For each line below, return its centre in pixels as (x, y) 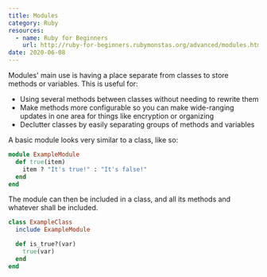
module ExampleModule (44, 154)
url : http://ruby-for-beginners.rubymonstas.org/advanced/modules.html (143, 45)
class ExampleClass (41, 222)
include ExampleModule (53, 230)
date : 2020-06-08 (37, 53)
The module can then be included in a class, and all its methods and (120, 199)
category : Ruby (33, 23)
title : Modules (33, 16)
